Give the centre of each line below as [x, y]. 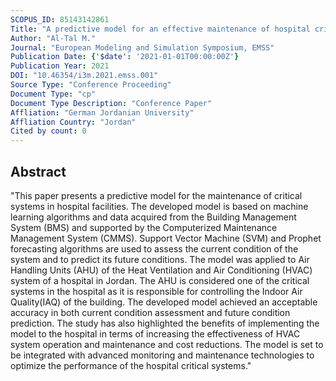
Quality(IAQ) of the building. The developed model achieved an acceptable [164, 302]
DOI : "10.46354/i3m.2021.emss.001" [84, 76]
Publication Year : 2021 [60, 66]
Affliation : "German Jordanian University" [102, 112]
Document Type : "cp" [53, 94]
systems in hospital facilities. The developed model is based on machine [159, 206]
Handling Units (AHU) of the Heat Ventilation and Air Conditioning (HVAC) [161, 270]
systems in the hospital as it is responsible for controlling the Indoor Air [156, 291]
